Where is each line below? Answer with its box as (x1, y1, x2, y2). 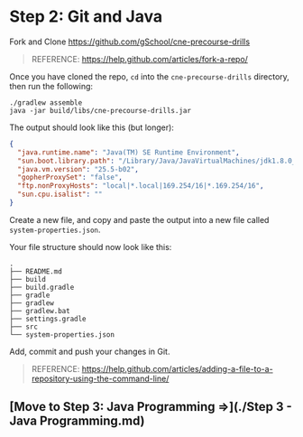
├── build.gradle (9, 283, 75, 292)
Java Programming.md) (9, 414, 145, 429)
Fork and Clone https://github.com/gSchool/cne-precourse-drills (9, 36, 251, 47)
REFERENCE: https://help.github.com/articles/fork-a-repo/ (31, 53, 248, 64)
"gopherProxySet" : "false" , (17, 173, 124, 182)
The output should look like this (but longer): (9, 122, 174, 133)
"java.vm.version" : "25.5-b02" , (17, 164, 140, 173)
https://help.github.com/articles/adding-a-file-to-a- (81, 363, 273, 374)
